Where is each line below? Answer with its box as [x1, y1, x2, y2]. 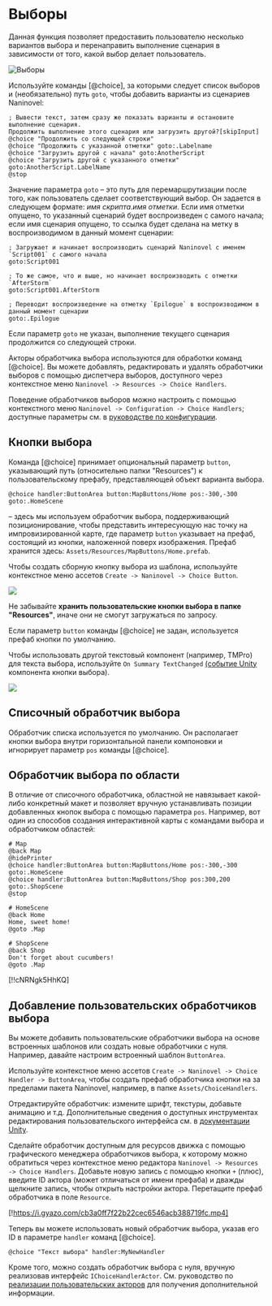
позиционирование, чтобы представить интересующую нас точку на [8, 520, 248, 530]
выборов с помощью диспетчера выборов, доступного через [8, 370, 223, 380]
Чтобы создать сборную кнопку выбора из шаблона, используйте [8, 561, 238, 571]
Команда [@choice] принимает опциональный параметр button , [8, 456, 231, 467]
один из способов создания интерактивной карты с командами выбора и [8, 815, 265, 825]
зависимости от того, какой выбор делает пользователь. [8, 49, 206, 58]
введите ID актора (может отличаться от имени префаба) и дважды [8, 1175, 244, 1185]
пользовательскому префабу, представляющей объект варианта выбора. [8, 474, 265, 484]
